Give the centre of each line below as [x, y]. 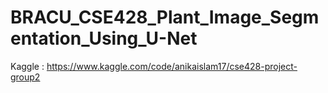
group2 [25, 77]
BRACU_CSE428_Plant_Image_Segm [165, 17]
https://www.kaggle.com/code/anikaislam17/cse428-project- [172, 66]
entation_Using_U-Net [104, 38]
